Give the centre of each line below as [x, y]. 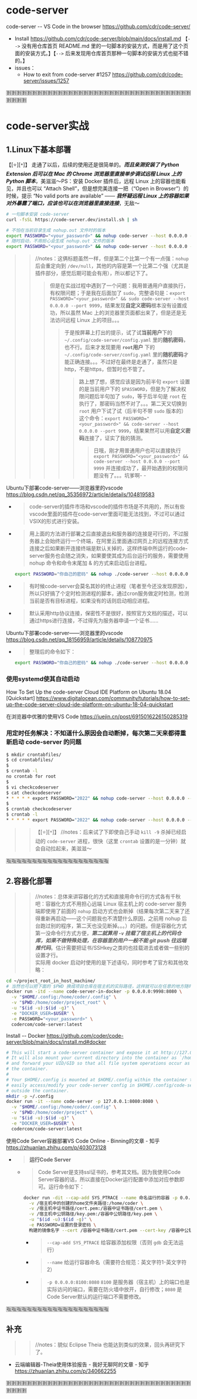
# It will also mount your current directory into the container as [91, 1058]
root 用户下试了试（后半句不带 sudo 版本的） [133, 411]
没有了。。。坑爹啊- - [123, 476]
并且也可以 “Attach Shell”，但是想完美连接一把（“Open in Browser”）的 [102, 188]
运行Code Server [50, 1159]
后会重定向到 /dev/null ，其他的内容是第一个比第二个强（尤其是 [112, 266]
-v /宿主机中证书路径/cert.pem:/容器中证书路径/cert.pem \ [96, 1208]
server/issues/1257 [46, 80]
